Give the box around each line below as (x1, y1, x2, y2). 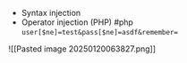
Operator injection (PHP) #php (21, 17, 133, 28)
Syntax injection (21, 8, 81, 18)
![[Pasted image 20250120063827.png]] (8, 43, 157, 54)
